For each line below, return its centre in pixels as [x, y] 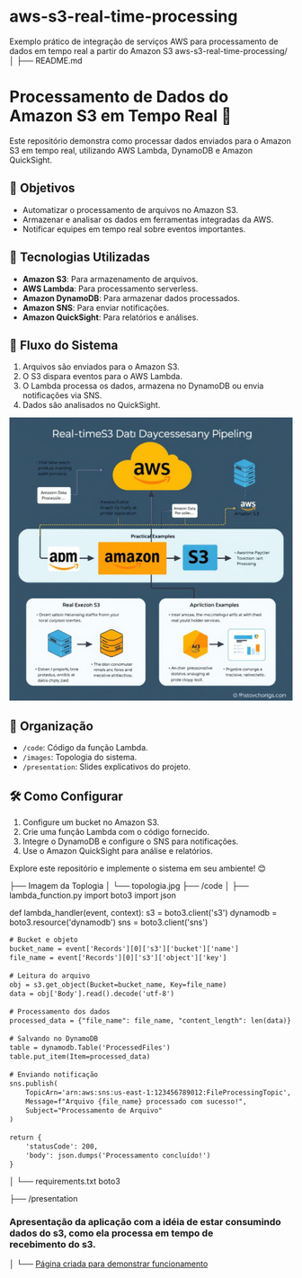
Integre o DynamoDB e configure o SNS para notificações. [130, 841]
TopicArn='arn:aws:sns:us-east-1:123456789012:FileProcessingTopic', [159, 1092]
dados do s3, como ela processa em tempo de [111, 1233]
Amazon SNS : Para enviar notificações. [96, 307]
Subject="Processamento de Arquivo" [94, 1110]
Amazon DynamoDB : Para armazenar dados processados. [131, 297]
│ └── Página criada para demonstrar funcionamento [109, 1264]
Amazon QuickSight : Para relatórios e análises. [111, 317]
